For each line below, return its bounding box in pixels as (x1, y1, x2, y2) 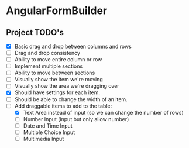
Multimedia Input (23, 135, 64, 142)
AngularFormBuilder (6, 4, 107, 18)
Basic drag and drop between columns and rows (14, 43, 132, 50)
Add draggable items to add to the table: (14, 102, 112, 109)
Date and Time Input (23, 122, 73, 129)
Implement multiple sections (14, 63, 83, 70)
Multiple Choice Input (23, 129, 75, 136)
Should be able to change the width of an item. (14, 95, 128, 103)
